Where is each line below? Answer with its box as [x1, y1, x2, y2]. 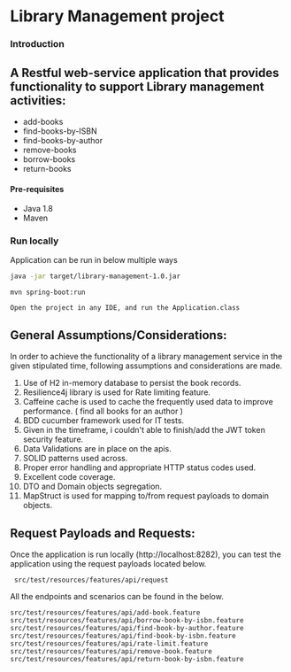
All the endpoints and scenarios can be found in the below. [10, 591, 224, 601]
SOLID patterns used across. [22, 453, 128, 464]
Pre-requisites [10, 183, 65, 194]
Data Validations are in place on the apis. [22, 444, 172, 454]
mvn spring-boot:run [10, 288, 87, 297]
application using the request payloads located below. [10, 558, 207, 568]
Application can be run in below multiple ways [10, 255, 178, 266]
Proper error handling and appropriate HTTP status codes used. [22, 462, 257, 473]
